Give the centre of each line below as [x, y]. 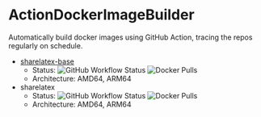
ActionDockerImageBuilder [102, 15]
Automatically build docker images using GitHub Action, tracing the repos [130, 37]
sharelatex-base [47, 61]
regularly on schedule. [46, 45]
